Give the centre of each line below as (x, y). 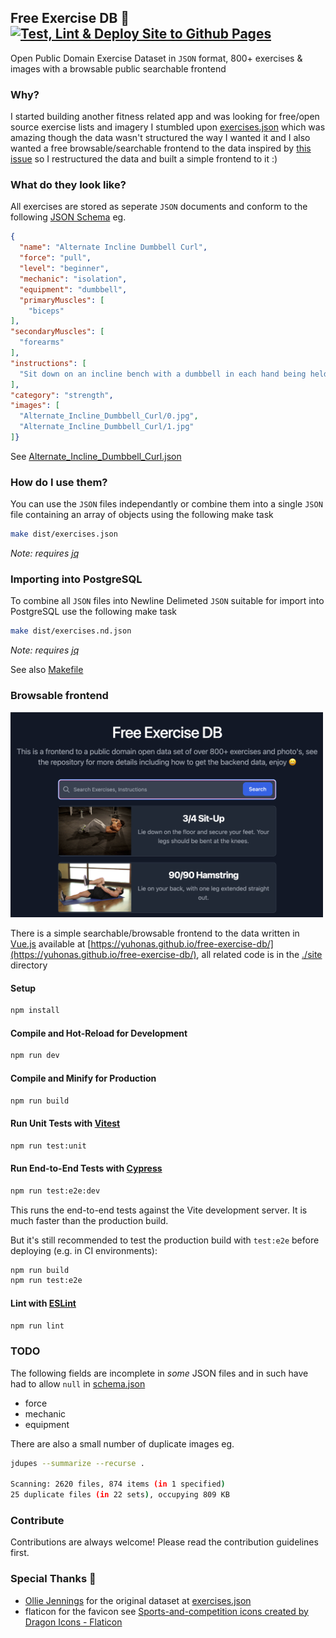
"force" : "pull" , (55, 258)
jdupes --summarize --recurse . (77, 1463)
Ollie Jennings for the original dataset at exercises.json (138, 1600)
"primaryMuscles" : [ (62, 300)
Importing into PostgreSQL (76, 579)
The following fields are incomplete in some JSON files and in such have (159, 1373)
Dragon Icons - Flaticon (73, 1622)
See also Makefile (47, 670)
